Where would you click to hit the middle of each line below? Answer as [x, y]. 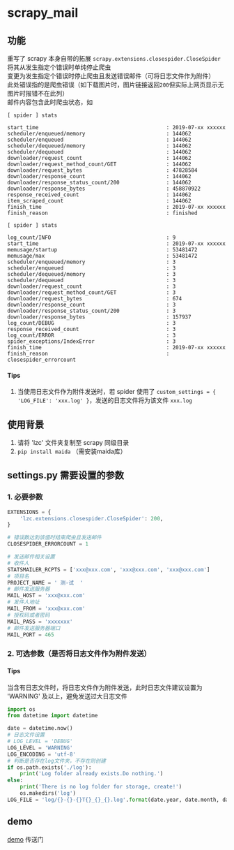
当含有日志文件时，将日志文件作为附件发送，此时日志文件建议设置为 [105, 687]
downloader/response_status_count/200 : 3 [92, 311]
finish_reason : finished [102, 213]
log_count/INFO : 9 [92, 237]
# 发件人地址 [23, 602]
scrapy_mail [43, 13]
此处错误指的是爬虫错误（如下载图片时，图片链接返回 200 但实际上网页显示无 [116, 85]
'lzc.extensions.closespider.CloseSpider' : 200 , [92, 518]
